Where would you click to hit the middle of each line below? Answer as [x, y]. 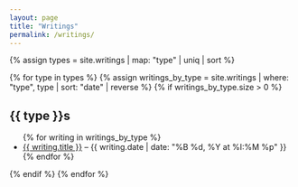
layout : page [34, 18]
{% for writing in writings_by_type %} [92, 137]
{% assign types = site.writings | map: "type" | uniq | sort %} [122, 61]
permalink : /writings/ [52, 34]
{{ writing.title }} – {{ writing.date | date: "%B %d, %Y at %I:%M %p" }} [154, 147]
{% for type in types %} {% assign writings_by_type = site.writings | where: [149, 78]
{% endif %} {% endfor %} [59, 174]
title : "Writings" [44, 26]
